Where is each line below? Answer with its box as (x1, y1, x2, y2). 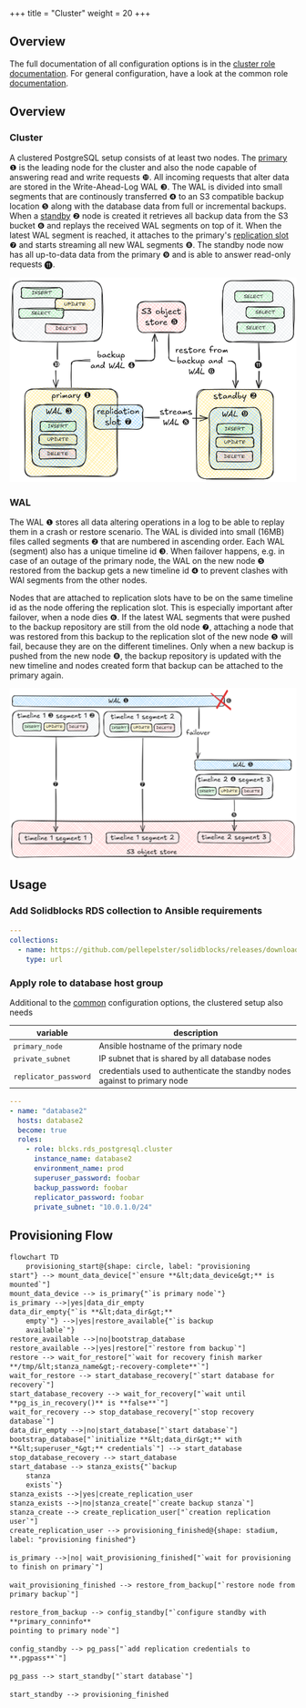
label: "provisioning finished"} (9, 1535, 137, 1545)
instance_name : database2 (33, 1154, 132, 1164)
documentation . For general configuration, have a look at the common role (9, 67, 289, 78)
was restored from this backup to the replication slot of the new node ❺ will (9, 630, 293, 641)
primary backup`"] (9, 1590, 79, 1600)
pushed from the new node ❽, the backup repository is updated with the (9, 650, 282, 661)
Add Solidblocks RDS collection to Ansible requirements (9, 904, 262, 916)
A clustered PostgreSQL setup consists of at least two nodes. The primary (9, 152, 288, 163)
